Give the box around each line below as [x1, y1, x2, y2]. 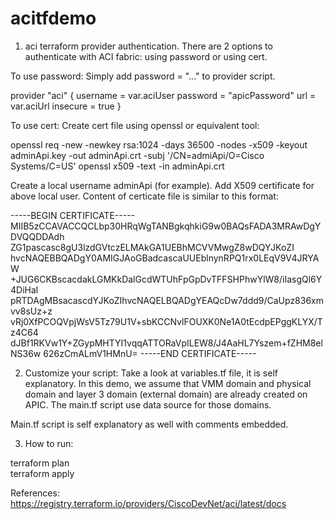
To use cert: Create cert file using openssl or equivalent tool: [10, 119, 260, 131]
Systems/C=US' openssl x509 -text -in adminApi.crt [10, 160, 225, 172]
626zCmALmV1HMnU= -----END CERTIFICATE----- [43, 347, 257, 359]
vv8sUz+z [10, 305, 53, 317]
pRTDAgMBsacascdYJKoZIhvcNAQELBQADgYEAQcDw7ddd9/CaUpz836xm [10, 294, 325, 306]
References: [10, 487, 60, 499]
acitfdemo [10, 7, 97, 30]
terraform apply [10, 467, 75, 479]
